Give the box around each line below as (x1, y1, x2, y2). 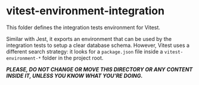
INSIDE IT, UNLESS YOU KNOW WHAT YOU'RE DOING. (6, 72, 143, 79)
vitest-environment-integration (6, 4, 165, 18)
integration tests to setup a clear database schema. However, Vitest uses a (6, 42, 189, 49)
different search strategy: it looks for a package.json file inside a (6, 48, 163, 55)
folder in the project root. (42, 54, 104, 61)
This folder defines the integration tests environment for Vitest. (6, 24, 161, 31)
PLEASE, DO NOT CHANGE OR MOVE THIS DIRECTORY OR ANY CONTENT (6, 65, 193, 73)
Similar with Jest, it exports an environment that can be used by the (6, 35, 172, 42)
